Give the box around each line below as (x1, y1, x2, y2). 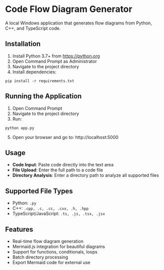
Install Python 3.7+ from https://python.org (12, 53, 100, 59)
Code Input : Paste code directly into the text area (12, 162, 114, 168)
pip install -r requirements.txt (5, 78, 75, 83)
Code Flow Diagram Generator (5, 3, 133, 15)
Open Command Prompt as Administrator (12, 58, 97, 64)
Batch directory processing (12, 254, 68, 260)
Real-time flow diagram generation (12, 238, 83, 244)
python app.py (5, 126, 35, 131)
